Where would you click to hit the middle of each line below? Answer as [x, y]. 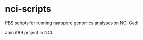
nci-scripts [28, 9]
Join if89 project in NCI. [29, 32]
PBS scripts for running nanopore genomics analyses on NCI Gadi [72, 23]
